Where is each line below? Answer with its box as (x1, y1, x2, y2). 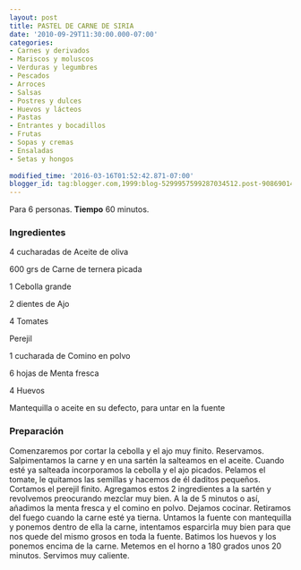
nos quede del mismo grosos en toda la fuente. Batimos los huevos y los (9, 531, 277, 541)
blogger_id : (9, 180, 54, 189)
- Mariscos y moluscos (9, 55, 94, 64)
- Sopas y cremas (9, 138, 74, 147)
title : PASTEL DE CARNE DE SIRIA (9, 21, 134, 30)
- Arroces (9, 80, 47, 89)
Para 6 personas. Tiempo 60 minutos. (9, 204, 150, 215)
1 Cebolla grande (9, 281, 72, 292)
